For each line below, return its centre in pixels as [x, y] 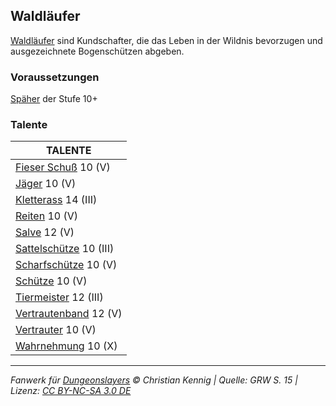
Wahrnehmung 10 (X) [66, 346]
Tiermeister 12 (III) [59, 297]
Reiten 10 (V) [47, 216]
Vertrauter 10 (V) [56, 330]
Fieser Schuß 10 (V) [63, 167]
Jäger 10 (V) [46, 184]
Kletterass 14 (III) [56, 200]
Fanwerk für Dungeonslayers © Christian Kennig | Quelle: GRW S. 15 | [154, 380]
